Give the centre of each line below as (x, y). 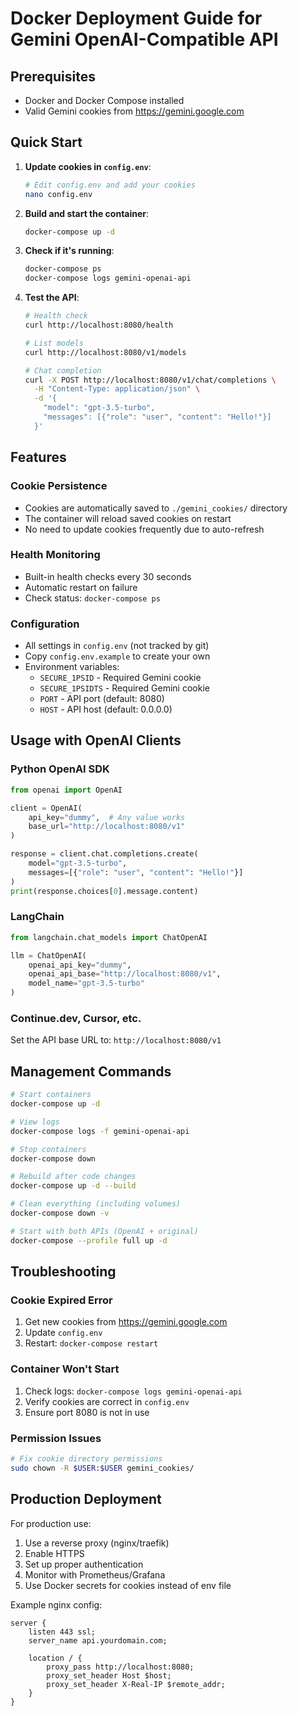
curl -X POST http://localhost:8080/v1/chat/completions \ (150, 380)
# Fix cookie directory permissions (86, 1458)
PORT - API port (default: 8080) (102, 699)
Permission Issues (56, 1438)
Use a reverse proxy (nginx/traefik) (97, 1543)
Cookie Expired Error (61, 1300)
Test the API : (52, 298)
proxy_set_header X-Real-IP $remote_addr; (136, 1684)
